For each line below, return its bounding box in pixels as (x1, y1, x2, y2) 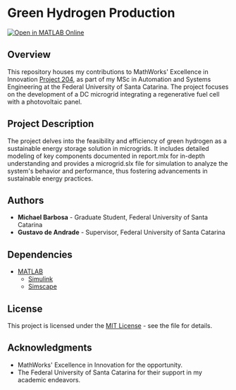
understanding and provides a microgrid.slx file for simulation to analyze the (7, 159, 228, 167)
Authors (7, 194, 44, 206)
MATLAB (17, 267, 44, 276)
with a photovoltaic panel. (7, 97, 82, 106)
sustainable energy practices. (7, 174, 94, 183)
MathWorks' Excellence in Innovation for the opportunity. (17, 360, 183, 369)
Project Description (7, 118, 94, 130)
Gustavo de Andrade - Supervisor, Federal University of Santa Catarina (17, 228, 225, 237)
